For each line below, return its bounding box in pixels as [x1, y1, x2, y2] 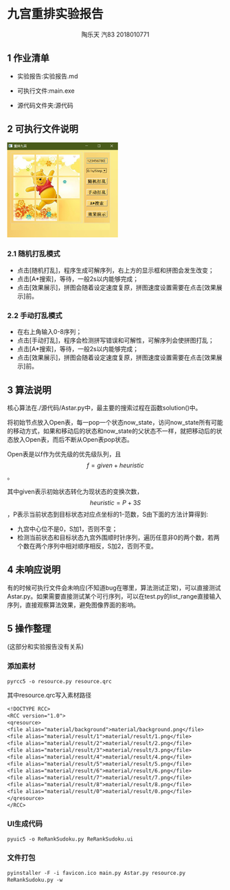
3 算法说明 [7, 384, 51, 396]
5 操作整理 [7, 623, 51, 634]
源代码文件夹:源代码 [16, 101, 73, 109]
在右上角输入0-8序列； [16, 328, 82, 336]
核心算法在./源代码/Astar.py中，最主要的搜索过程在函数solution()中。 [7, 403, 202, 412]
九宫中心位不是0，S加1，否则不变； [16, 524, 118, 533]
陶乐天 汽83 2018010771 [81, 30, 150, 38]
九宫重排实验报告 [7, 6, 104, 22]
